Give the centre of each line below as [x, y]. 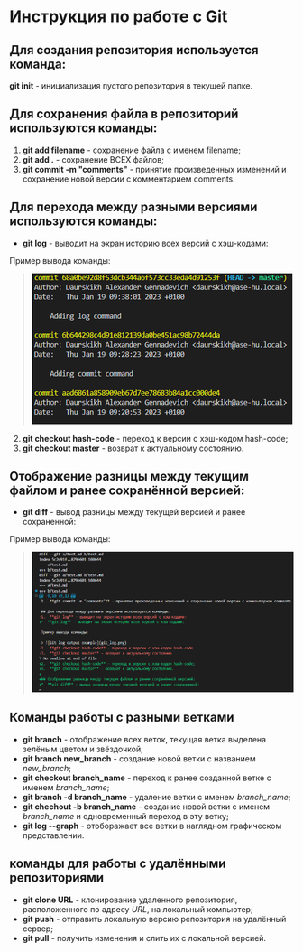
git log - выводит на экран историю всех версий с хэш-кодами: [145, 243]
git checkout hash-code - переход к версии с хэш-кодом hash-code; [155, 438]
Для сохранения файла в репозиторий [124, 114]
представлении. [53, 835]
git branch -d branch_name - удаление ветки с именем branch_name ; [156, 797]
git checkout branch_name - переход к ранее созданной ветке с [147, 778]
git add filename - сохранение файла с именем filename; [132, 150]
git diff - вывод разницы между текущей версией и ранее [134, 512]
